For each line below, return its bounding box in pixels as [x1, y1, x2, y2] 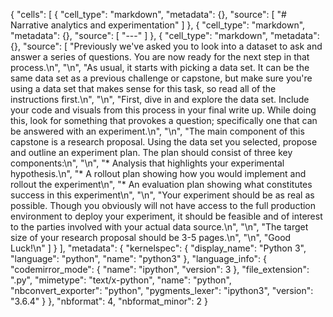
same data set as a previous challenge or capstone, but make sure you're [10, 72, 313, 84]
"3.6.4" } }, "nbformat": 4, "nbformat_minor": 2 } [10, 295, 208, 307]
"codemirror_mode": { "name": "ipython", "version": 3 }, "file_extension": [10, 264, 310, 275]
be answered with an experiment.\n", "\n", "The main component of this [10, 125, 305, 137]
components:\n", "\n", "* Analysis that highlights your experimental [10, 157, 285, 169]
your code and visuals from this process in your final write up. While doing [10, 104, 317, 116]
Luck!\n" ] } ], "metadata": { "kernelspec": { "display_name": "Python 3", [10, 242, 307, 254]
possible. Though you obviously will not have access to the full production [10, 200, 317, 211]
